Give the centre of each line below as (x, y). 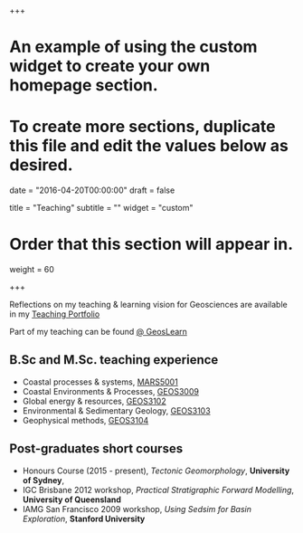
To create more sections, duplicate (142, 127)
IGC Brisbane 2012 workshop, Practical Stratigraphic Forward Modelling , (158, 490)
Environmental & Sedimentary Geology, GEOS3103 (116, 410)
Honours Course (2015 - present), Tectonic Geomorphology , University (156, 471)
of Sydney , (43, 480)
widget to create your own (110, 67)
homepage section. (84, 86)
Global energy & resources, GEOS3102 (94, 401)
